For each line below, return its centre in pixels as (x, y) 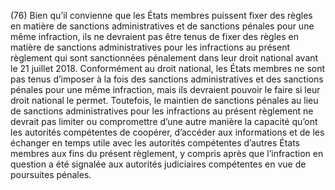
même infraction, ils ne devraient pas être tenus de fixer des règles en (155, 36)
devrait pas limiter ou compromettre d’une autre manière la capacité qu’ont (164, 121)
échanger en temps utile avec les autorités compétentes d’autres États (155, 143)
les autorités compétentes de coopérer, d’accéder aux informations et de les (167, 132)
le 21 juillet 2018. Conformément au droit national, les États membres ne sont (168, 68)
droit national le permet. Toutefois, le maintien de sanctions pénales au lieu (164, 100)
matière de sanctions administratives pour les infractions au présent (150, 47)
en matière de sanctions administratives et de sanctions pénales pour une (162, 26)
